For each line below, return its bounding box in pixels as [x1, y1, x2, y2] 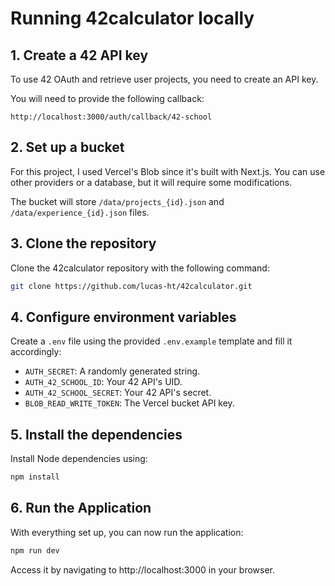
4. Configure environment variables [10, 308, 237, 326]
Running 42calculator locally [10, 7, 255, 30]
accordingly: [10, 346, 62, 358]
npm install [10, 472, 60, 482]
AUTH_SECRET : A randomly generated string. [24, 365, 201, 377]
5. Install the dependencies [10, 426, 183, 443]
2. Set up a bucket [10, 139, 125, 156]
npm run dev [10, 545, 60, 556]
